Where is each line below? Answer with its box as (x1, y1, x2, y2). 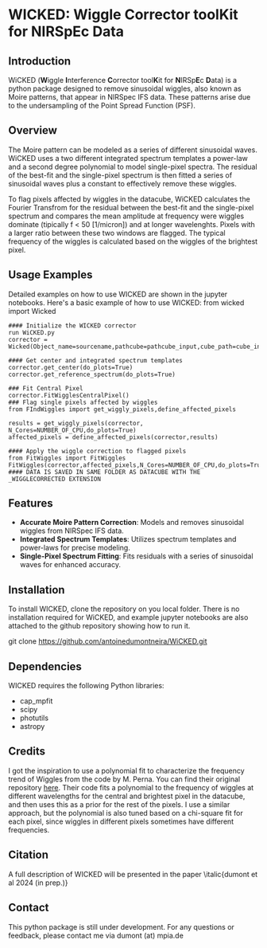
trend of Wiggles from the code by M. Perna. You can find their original (8, 774, 241, 784)
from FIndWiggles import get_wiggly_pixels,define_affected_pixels (8, 405, 237, 413)
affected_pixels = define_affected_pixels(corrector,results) (8, 433, 219, 441)
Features (8, 496, 53, 511)
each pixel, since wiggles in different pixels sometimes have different (8, 817, 234, 826)
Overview (8, 123, 58, 137)
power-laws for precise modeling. (19, 543, 131, 553)
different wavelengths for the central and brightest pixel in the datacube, (8, 791, 246, 801)
